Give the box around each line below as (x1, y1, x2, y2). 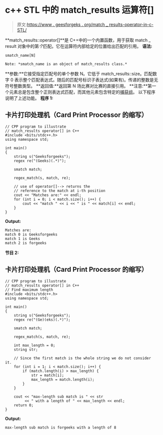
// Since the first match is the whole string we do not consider (14, 355, 151, 361)
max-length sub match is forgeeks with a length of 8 (5, 425, 117, 430)
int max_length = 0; (14, 343, 55, 348)
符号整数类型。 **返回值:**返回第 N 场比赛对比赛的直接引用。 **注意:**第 (5, 83, 152, 88)
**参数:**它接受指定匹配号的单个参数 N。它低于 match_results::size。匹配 (5, 70, 153, 76)
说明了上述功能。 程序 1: (5, 95, 54, 101)
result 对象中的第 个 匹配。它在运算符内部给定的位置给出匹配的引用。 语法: (5, 43, 152, 49)
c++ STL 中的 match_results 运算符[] (5, 4, 154, 16)
